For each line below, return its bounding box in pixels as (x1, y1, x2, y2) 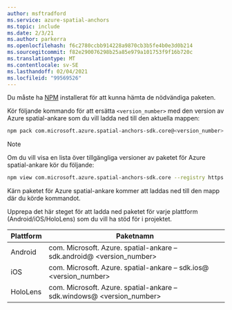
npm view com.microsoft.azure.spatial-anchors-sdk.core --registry (7, 174, 206, 181)
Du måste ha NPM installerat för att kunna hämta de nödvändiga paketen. (7, 93, 216, 102)
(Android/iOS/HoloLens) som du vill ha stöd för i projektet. (7, 215, 173, 224)
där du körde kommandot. (7, 194, 81, 203)
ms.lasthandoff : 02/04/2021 (7, 68, 88, 75)
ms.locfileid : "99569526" (7, 74, 81, 82)
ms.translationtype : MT (7, 55, 76, 62)
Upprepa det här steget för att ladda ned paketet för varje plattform (7, 208, 198, 216)
